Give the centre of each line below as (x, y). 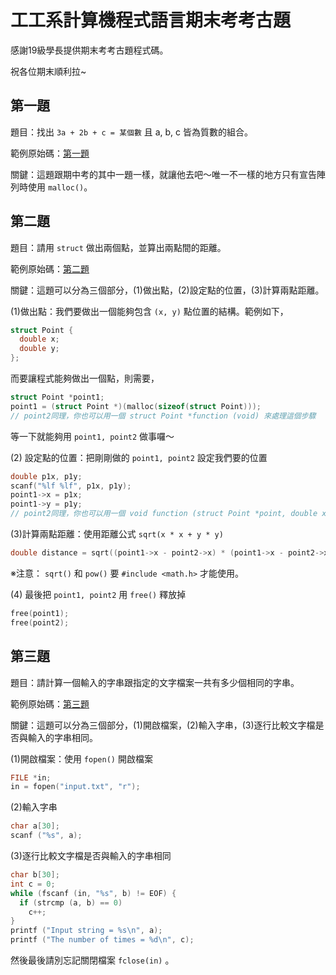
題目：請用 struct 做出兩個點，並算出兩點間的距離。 (118, 247)
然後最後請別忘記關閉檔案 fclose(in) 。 (92, 960)
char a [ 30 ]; (35, 826)
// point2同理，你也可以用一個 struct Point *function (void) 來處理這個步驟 (163, 416)
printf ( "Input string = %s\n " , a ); (86, 931)
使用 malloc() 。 (60, 187)
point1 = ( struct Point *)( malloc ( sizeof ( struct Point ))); (136, 406)
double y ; (39, 349)
